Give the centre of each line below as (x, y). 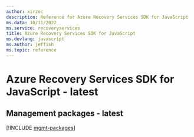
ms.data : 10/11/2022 (32, 22)
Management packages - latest (65, 114)
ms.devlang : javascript (35, 39)
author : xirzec (25, 12)
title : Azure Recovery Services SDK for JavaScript (71, 34)
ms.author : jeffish (30, 45)
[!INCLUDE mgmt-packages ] (41, 128)
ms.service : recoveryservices (43, 28)
